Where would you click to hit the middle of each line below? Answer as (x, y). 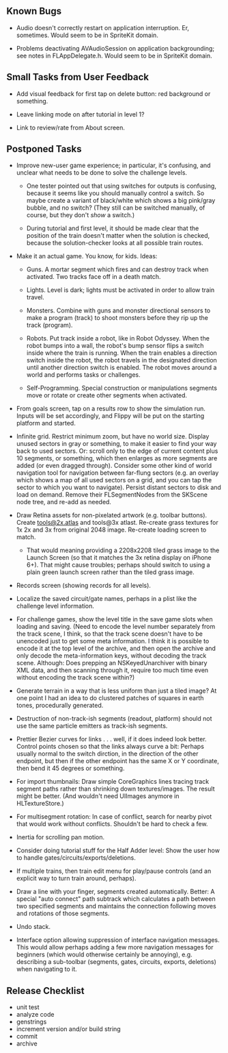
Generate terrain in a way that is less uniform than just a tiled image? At (116, 691)
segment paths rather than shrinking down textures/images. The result (115, 789)
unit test (28, 1007)
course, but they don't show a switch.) (81, 215)
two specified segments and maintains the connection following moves (116, 906)
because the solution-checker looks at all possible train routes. (115, 243)
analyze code (35, 1015)
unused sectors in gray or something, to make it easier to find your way (116, 444)
